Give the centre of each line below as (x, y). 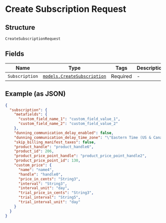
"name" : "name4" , (36, 169)
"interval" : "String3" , (43, 184)
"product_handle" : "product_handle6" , (54, 147)
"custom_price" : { (33, 165)
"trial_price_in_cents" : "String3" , (56, 193)
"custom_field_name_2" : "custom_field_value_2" (68, 124)
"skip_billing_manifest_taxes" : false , (55, 142)
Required (122, 76)
